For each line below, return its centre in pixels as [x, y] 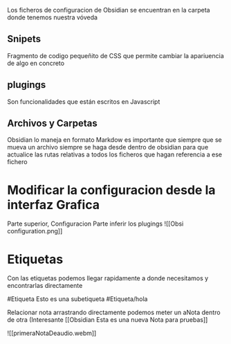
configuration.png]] [35, 231]
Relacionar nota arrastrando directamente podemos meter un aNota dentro [114, 313]
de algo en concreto [36, 63]
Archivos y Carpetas [53, 124]
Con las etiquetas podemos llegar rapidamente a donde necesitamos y [108, 278]
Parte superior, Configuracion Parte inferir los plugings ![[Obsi [95, 224]
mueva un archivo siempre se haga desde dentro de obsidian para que [108, 147]
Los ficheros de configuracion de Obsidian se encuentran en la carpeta [109, 10]
